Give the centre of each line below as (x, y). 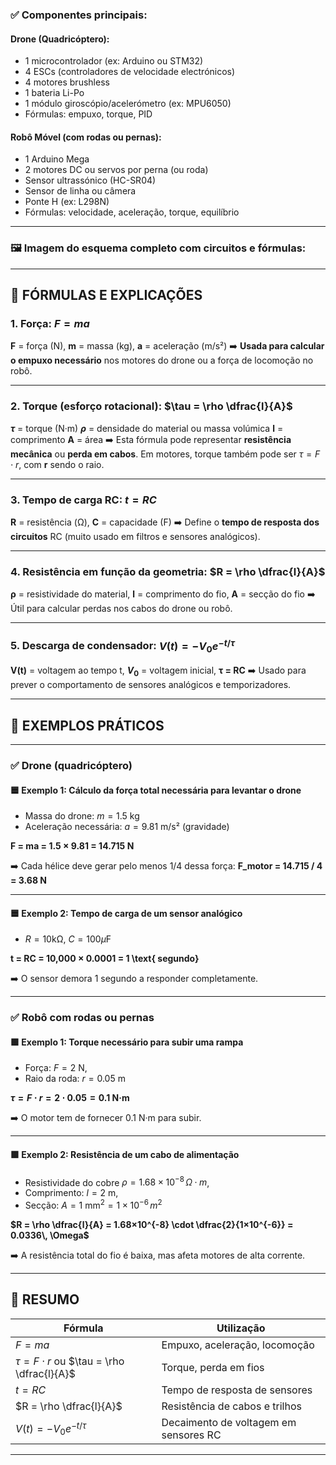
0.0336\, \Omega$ (50, 1235)
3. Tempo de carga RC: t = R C (83, 500)
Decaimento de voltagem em (229, 1422)
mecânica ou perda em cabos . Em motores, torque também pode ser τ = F (165, 454)
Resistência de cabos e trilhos (231, 1406)
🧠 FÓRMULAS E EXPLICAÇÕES (106, 295)
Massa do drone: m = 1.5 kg (82, 816)
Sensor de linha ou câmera (80, 191)
